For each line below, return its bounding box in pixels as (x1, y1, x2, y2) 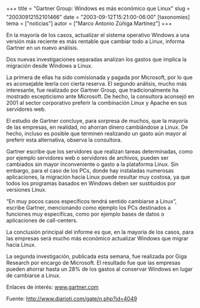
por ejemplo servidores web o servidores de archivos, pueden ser (6, 155, 169, 161)
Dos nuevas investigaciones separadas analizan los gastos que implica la (6, 56, 187, 63)
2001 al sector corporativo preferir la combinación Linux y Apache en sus (6, 99, 187, 106)
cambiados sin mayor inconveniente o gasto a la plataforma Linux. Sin (6, 161, 179, 168)
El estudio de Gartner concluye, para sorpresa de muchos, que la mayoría (6, 117, 189, 124)
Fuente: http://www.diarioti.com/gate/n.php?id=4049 (6, 295, 138, 302)
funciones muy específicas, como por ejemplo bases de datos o (6, 210, 165, 218)
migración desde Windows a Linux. (6, 62, 93, 69)
